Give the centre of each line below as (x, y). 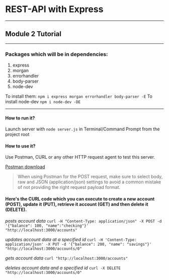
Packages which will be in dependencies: (57, 54)
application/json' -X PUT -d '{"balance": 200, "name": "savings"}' (78, 244)
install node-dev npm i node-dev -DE (43, 102)
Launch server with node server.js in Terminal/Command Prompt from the (82, 129)
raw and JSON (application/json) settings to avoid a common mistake (89, 182)
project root (17, 134)
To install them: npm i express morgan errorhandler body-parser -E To (79, 96)
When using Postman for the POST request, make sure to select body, (90, 177)
